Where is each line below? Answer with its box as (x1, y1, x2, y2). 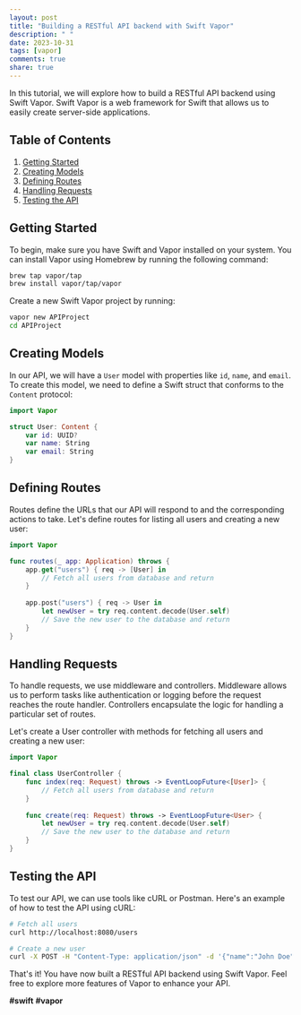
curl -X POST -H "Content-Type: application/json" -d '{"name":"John (9, 952, 275, 961)
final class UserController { (9, 770, 123, 778)
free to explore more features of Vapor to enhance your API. (9, 978, 231, 989)
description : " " (9, 30, 74, 39)
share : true (9, 64, 54, 73)
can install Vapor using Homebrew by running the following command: (9, 254, 269, 264)
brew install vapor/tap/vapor (9, 280, 123, 288)
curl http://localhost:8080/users (9, 928, 139, 937)
